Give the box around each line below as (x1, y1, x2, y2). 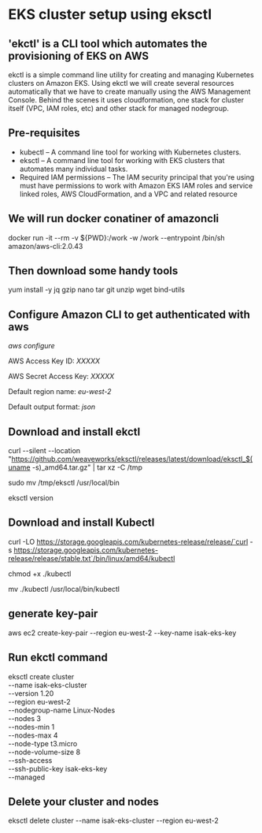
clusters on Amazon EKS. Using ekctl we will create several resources (8, 79, 234, 87)
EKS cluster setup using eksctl (8, 6, 212, 24)
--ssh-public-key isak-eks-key (8, 764, 108, 773)
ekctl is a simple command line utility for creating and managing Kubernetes (8, 70, 254, 80)
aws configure (8, 341, 55, 351)
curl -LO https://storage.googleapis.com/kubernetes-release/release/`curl (8, 537, 249, 546)
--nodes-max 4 (8, 731, 58, 740)
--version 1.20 (8, 688, 54, 698)
